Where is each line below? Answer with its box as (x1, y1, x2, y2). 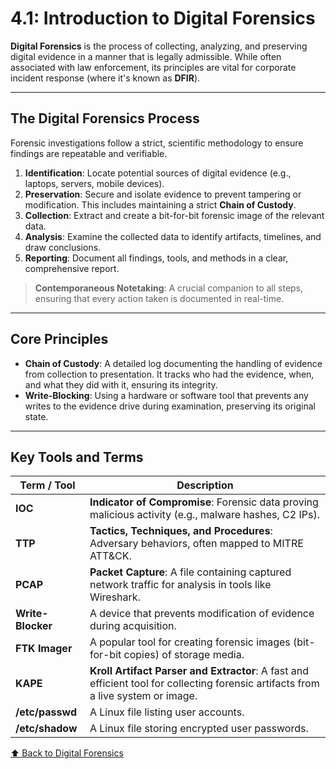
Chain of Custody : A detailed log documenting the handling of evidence (24, 357, 323, 369)
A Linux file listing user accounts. (89, 705, 245, 719)
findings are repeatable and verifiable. (10, 147, 168, 159)
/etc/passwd (15, 705, 77, 719)
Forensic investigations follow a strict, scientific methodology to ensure (10, 137, 304, 149)
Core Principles (10, 331, 109, 348)
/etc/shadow (15, 722, 78, 736)
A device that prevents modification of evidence (89, 607, 315, 621)
